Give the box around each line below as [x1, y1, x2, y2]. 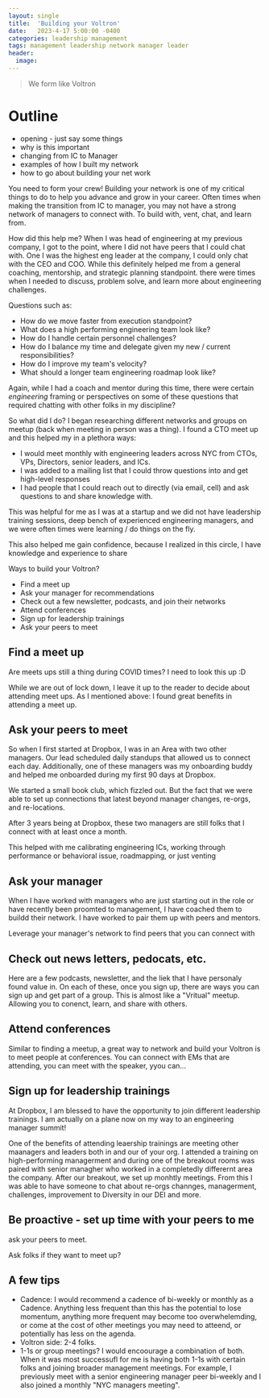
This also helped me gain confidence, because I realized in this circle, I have [8, 539, 262, 549]
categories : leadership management [8, 34, 128, 43]
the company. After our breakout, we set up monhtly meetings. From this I [8, 1172, 253, 1182]
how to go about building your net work [19, 168, 151, 177]
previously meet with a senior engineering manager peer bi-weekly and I [19, 1371, 262, 1382]
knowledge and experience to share [8, 548, 128, 558]
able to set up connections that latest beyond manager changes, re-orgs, [8, 794, 251, 804]
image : [15, 57, 38, 65]
